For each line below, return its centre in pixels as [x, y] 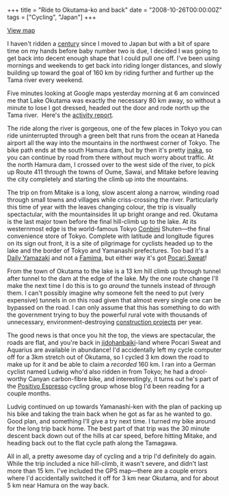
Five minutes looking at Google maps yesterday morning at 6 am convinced [113, 93]
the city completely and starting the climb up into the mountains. [98, 179]
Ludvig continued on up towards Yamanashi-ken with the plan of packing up [114, 407]
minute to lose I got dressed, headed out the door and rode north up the [108, 108]
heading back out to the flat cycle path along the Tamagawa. [92, 443]
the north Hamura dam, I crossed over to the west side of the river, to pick [111, 165]
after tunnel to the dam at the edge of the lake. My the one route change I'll [113, 278]
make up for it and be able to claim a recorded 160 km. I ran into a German [111, 364]
